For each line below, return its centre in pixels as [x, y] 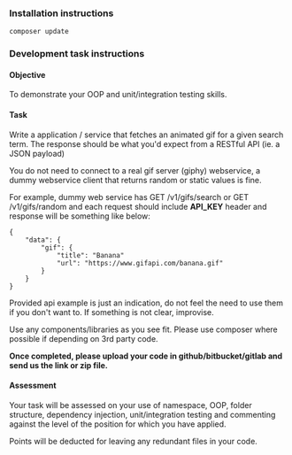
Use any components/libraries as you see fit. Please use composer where [144, 329]
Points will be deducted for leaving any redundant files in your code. [134, 441]
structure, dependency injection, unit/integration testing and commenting [142, 414]
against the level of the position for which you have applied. [118, 424]
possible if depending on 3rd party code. [84, 338]
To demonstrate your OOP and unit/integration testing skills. [118, 95]
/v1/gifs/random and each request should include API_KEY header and [138, 206]
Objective [27, 74]
